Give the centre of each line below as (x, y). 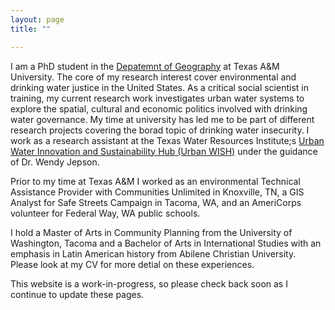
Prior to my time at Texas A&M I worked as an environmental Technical (155, 181)
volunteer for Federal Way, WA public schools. (105, 213)
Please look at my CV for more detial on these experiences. (132, 264)
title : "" (31, 29)
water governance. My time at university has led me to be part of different (162, 119)
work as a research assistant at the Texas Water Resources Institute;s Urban (167, 140)
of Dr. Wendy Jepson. (55, 162)
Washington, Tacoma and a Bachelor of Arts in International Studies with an (166, 243)
